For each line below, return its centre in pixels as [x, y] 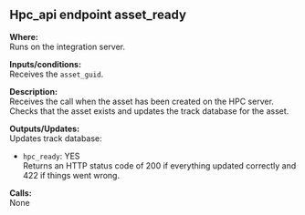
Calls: [21, 193]
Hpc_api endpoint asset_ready [98, 15]
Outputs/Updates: [45, 128]
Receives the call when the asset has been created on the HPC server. [142, 101]
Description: [33, 91]
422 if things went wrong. [71, 175]
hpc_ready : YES [51, 156]
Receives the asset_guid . [57, 74]
